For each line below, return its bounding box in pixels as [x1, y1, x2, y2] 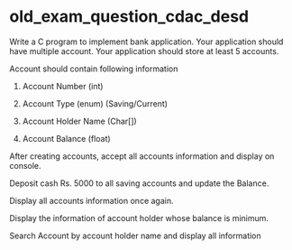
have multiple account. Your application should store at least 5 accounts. [9, 45, 279, 56]
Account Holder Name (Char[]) [22, 116, 137, 126]
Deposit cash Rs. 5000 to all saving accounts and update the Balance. [9, 178, 269, 189]
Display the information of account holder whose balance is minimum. [9, 212, 269, 223]
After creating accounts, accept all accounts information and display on [9, 151, 275, 162]
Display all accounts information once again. [9, 195, 174, 206]
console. [9, 160, 42, 171]
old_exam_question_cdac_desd [9, 6, 250, 27]
